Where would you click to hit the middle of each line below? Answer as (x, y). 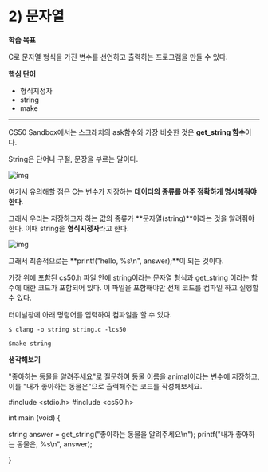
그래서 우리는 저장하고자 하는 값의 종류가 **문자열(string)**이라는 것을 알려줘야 (132, 218)
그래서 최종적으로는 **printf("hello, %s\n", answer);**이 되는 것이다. (116, 261)
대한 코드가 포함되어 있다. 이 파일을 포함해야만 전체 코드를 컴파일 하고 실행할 (141, 287)
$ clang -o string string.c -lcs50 (67, 329)
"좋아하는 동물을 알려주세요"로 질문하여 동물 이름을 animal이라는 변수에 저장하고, (134, 376)
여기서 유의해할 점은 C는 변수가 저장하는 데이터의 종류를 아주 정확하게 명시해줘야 (132, 191)
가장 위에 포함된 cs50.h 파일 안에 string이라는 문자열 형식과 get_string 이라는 (129, 277)
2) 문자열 (37, 16)
